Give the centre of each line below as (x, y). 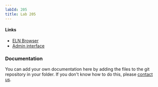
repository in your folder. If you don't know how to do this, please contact (79, 74)
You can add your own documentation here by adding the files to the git (78, 69)
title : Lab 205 (21, 14)
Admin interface (28, 46)
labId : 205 (16, 10)
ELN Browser (25, 41)
